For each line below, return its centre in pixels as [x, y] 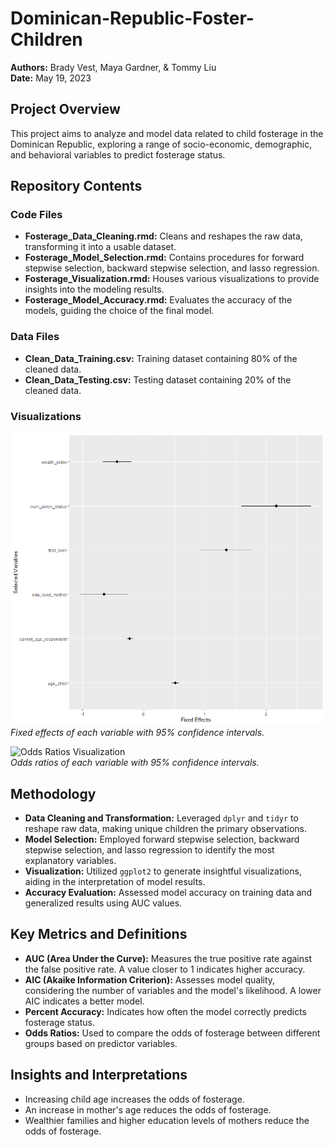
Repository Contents [76, 186]
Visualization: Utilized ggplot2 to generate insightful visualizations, [163, 871]
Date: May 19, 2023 [51, 78]
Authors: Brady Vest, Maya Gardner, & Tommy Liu [113, 67]
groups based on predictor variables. [101, 1043]
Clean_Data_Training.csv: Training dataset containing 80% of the [161, 358]
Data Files [35, 337]
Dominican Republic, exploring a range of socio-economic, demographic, [161, 144]
